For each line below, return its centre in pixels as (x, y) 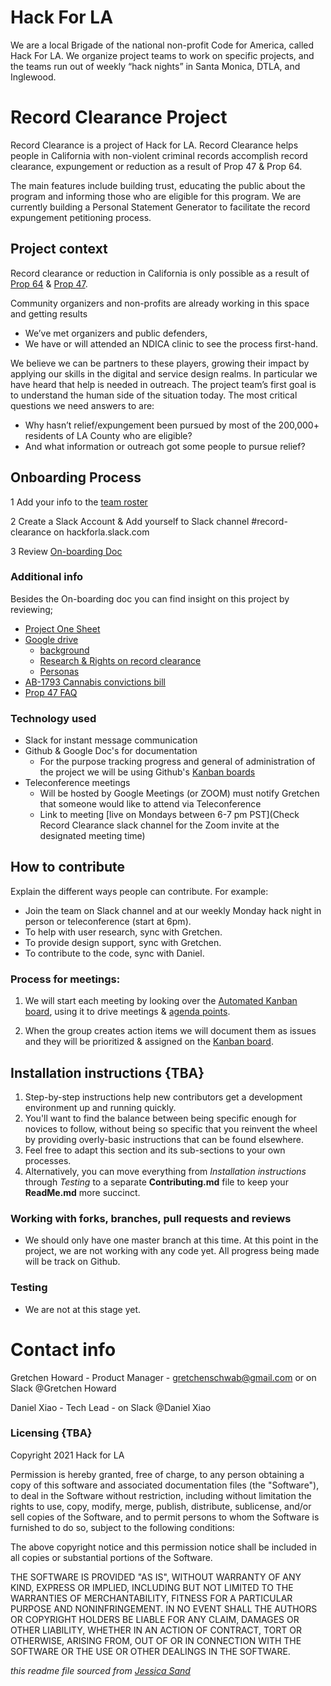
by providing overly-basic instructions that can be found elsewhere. (164, 1140)
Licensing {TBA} (51, 1433)
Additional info (47, 577)
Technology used (53, 718)
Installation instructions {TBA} (107, 1072)
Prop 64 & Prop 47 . (49, 283)
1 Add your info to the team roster (79, 502)
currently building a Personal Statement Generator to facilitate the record (160, 207)
